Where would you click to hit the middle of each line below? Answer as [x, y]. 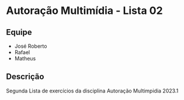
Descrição [25, 77]
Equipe [19, 32]
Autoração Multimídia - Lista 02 [84, 11]
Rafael [22, 52]
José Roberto [31, 46]
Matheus [25, 58]
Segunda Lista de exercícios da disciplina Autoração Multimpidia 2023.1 [92, 91]
